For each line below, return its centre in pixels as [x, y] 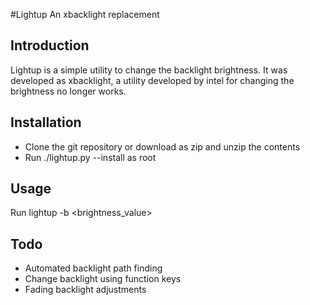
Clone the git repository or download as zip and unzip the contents [162, 146]
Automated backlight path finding [93, 268]
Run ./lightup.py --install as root [90, 157]
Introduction [50, 45]
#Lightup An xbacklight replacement [85, 14]
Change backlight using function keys [103, 279]
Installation [46, 122]
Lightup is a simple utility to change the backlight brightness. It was [149, 70]
